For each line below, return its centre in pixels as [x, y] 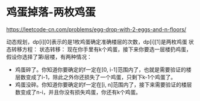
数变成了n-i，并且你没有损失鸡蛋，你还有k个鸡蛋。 [78, 92]
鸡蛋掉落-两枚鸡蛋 [51, 12]
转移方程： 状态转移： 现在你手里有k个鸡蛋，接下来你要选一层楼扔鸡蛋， [101, 49]
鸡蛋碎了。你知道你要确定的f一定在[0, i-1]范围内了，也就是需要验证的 [101, 69]
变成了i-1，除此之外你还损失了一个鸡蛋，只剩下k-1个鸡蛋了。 [101, 77]
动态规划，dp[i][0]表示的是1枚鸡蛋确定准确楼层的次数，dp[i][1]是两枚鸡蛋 [97, 41]
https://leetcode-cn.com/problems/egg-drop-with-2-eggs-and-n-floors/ [96, 29]
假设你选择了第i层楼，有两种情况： [49, 57]
